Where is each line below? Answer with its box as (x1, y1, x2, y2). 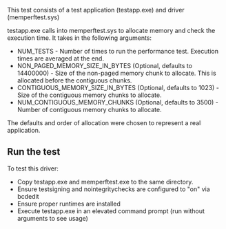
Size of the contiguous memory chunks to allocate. (17, 91, 162, 99)
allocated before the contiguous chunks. (17, 76, 132, 85)
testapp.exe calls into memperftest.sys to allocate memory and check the (7, 27, 216, 34)
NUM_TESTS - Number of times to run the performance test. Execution (17, 47, 219, 55)
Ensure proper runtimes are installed (17, 199, 121, 208)
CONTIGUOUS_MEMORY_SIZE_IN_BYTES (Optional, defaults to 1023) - (17, 84, 219, 91)
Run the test (7, 146, 61, 157)
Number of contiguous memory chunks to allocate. (17, 106, 162, 113)
